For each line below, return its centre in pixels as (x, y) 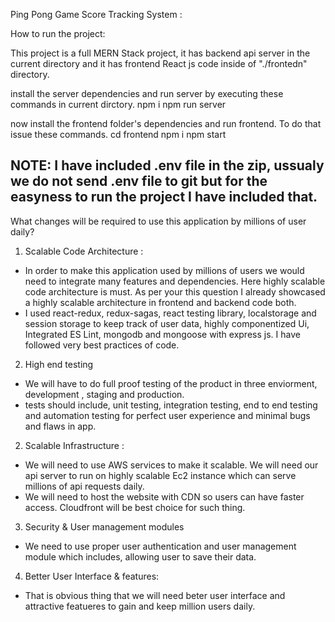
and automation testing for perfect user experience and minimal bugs (167, 415)
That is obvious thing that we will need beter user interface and (155, 595)
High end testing (59, 364)
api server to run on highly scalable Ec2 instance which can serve (160, 475)
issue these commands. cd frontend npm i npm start (118, 134)
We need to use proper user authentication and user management (160, 546)
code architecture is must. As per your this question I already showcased (175, 291)
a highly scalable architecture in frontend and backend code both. (160, 302)
